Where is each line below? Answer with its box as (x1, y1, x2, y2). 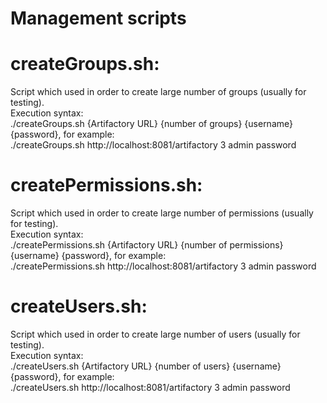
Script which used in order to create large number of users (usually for (10, 328, 301, 340)
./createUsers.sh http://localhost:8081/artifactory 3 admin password (10, 382, 291, 393)
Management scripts (10, 7, 187, 30)
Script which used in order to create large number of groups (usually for (10, 86, 307, 98)
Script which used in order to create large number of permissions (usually (10, 207, 314, 219)
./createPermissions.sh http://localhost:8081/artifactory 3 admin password (10, 260, 317, 272)
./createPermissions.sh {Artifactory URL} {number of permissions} (10, 239, 284, 251)
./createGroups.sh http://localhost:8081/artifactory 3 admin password (10, 139, 297, 151)
